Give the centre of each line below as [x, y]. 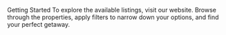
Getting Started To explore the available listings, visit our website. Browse [112, 10]
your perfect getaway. [39, 24]
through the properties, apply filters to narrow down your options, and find [113, 17]
